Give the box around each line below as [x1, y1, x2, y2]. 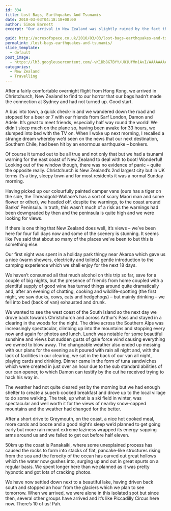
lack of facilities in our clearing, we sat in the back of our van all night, [5, 353, 152, 358]
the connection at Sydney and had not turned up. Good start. [5, 99, 133, 105]
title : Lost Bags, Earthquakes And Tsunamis [5, 12, 101, 17]
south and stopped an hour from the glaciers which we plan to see [5, 484, 145, 491]
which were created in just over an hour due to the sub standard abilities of [5, 363, 163, 369]
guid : [5, 36, 17, 41]
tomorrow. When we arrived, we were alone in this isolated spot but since [5, 490, 159, 496]
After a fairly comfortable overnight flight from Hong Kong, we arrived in [5, 88, 157, 94]
